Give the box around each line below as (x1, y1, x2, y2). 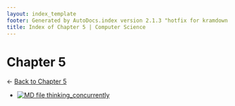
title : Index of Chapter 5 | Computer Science (6, 23, 146, 30)
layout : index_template (6, 10, 77, 18)
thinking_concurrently (46, 91, 110, 100)
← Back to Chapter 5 (6, 77, 67, 86)
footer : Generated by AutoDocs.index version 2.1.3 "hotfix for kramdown (6, 17, 229, 24)
